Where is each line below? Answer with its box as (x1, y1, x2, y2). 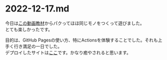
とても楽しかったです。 (5, 26, 53, 32)
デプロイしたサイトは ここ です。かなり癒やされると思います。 (5, 49, 131, 55)
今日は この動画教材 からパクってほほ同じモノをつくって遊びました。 (5, 20, 145, 26)
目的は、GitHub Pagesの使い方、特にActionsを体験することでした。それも (5, 37, 158, 43)
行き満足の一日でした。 (13, 43, 62, 49)
